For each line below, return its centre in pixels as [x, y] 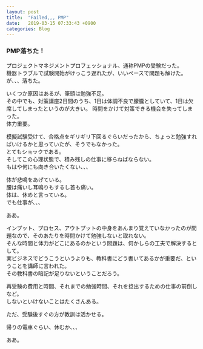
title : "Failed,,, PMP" [38, 18]
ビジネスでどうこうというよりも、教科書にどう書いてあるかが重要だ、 [99, 258]
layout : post [23, 12]
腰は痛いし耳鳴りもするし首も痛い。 [52, 187]
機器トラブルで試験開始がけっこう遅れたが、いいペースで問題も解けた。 [96, 73]
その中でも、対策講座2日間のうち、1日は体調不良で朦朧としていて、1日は [97, 101]
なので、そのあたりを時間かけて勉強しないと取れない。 [80, 235]
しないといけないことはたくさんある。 [54, 301]
